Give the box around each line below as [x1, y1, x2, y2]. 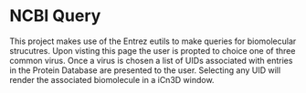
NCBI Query [9, 5, 101, 26]
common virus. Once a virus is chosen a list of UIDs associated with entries [9, 55, 293, 66]
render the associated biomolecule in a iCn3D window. [9, 74, 215, 85]
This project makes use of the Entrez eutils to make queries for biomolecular [9, 36, 297, 46]
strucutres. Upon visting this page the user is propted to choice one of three [9, 45, 296, 56]
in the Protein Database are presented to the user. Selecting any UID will [9, 65, 281, 76]
